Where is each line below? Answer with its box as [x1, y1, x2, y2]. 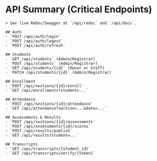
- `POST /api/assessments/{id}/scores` [5, 124, 91, 129]
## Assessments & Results [5, 114, 61, 120]
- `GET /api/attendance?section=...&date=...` [5, 106, 107, 111]
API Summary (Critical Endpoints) [5, 4, 152, 15]
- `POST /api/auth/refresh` [5, 43, 66, 48]
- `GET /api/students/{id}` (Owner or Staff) [5, 65, 104, 70]
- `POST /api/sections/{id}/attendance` [5, 101, 94, 106]
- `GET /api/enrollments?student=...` [5, 88, 89, 93]
